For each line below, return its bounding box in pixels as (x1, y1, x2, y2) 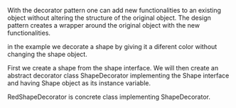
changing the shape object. (7, 50, 87, 58)
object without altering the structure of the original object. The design (7, 13, 212, 22)
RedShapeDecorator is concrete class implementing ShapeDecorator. (7, 92, 211, 101)
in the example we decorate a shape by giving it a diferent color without (7, 43, 218, 50)
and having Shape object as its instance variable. (7, 79, 151, 87)
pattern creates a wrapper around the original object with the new (7, 21, 200, 29)
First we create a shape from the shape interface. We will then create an (7, 64, 219, 72)
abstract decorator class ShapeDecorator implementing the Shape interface (7, 71, 230, 80)
